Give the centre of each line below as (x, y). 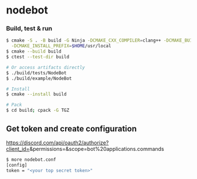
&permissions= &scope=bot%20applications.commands (96, 149)
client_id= (18, 149)
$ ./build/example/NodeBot (39, 78)
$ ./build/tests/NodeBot (36, 73)
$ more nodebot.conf (31, 159)
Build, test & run (29, 29)
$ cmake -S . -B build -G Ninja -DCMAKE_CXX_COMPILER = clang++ (84, 41)
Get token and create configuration (71, 128)
